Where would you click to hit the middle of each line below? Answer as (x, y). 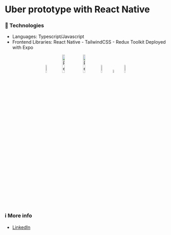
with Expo (23, 48)
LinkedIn (21, 227)
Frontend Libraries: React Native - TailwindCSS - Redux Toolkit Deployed (89, 42)
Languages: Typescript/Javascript (48, 36)
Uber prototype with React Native (78, 9)
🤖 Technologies (25, 26)
